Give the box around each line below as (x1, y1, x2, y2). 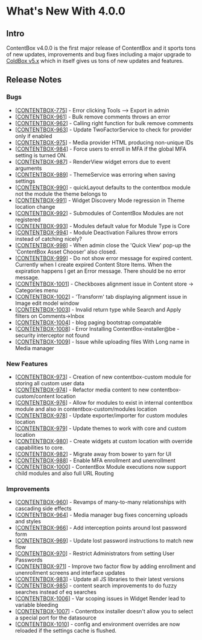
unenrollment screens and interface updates (14, 569, 125, 576)
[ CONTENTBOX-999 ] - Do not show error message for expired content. (14, 254, 193, 261)
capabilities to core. (14, 443, 65, 451)
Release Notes (6, 74, 62, 85)
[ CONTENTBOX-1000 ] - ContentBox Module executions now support (14, 463, 187, 470)
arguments (14, 165, 42, 172)
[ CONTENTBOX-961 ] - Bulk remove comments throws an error (14, 113, 171, 120)
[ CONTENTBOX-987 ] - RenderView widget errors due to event (14, 158, 171, 165)
